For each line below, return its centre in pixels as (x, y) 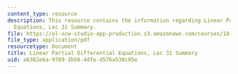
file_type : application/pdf (49, 40)
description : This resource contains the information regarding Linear (115, 20)
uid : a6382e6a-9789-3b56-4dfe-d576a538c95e (73, 60)
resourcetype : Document (42, 47)
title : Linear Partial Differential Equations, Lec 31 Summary (103, 54)
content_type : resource (42, 14)
